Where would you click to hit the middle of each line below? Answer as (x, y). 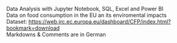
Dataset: (17, 21)
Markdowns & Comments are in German (56, 35)
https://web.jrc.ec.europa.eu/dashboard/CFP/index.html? (99, 21)
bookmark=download (33, 28)
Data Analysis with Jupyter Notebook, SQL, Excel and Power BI (85, 9)
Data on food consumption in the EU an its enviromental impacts (86, 15)
